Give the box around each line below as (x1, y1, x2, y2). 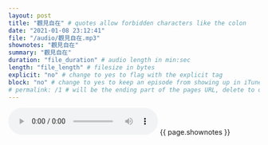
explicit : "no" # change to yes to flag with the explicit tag (8, 71, 223, 79)
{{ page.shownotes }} (159, 127, 231, 137)
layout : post (8, 11, 52, 20)
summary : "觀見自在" (8, 49, 72, 57)
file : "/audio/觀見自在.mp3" (8, 33, 100, 42)
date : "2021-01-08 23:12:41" (8, 26, 105, 34)
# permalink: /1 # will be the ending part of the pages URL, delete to (8, 85, 255, 94)
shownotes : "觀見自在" (8, 41, 79, 49)
